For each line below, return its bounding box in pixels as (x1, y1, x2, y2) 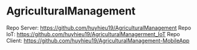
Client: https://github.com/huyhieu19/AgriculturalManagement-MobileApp (6, 37, 190, 44)
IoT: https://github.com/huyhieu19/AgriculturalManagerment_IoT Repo (6, 30, 180, 37)
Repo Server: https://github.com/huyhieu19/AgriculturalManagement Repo (6, 24, 192, 31)
